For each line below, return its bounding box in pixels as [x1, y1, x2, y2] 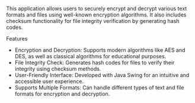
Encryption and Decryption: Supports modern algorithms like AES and [14, 46, 186, 54]
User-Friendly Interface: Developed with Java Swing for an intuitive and [14, 72, 190, 78]
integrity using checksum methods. [14, 65, 101, 72]
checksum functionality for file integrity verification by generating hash [6, 18, 180, 24]
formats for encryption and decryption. [14, 91, 110, 97]
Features [6, 35, 28, 42]
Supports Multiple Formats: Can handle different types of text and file [14, 84, 185, 91]
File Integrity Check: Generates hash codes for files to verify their [14, 59, 175, 66]
